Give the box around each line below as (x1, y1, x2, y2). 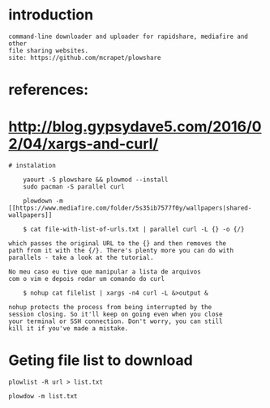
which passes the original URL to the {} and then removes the (8, 240, 227, 248)
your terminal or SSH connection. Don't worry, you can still (8, 317, 223, 325)
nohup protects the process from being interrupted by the (8, 304, 212, 312)
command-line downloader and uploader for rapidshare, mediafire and (8, 32, 249, 40)
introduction (8, 6, 94, 24)
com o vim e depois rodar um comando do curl (8, 275, 165, 283)
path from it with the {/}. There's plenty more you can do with (8, 247, 234, 255)
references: (8, 81, 89, 99)
